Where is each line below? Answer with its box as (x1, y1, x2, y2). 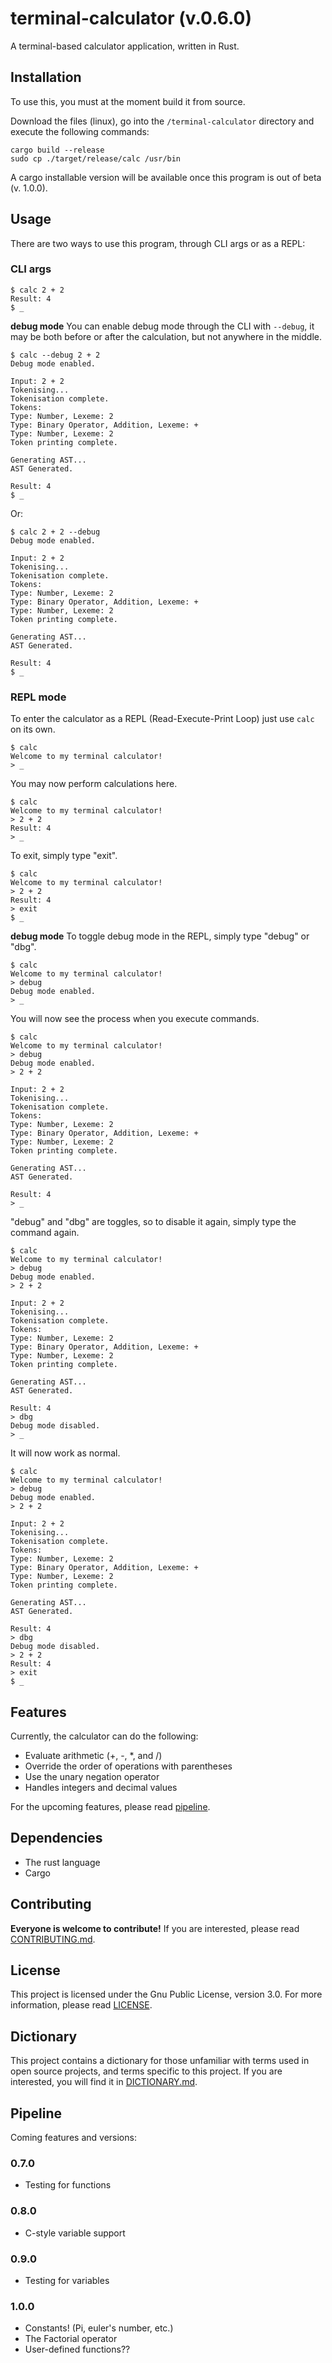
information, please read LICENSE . (10, 1999, 153, 2011)
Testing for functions (24, 2179, 112, 2191)
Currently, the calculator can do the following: (10, 1730, 199, 1742)
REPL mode (10, 690, 67, 704)
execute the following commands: (10, 125, 150, 137)
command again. (10, 1227, 80, 1239)
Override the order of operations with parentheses (24, 1760, 233, 1772)
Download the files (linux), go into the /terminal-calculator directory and (10, 115, 315, 127)
